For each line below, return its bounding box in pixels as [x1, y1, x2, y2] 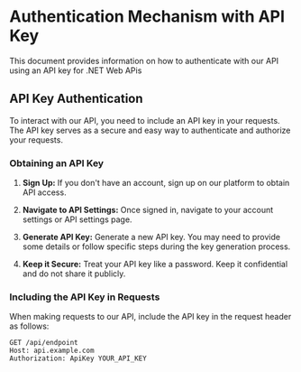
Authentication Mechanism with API [9, 6, 286, 27]
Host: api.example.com [9, 346, 95, 356]
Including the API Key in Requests [9, 291, 160, 303]
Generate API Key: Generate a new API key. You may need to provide [22, 232, 281, 243]
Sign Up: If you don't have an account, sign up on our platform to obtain [22, 178, 290, 189]
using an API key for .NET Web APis [9, 65, 142, 76]
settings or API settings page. [22, 214, 132, 225]
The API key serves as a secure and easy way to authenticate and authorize [9, 125, 291, 135]
